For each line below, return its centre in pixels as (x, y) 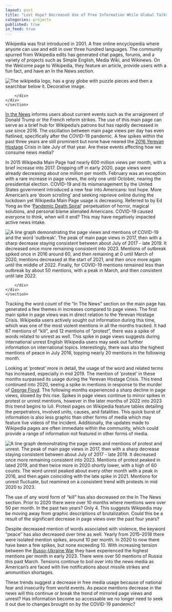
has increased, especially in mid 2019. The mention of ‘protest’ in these (80, 374)
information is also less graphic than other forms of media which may (78, 417)
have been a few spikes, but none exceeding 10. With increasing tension (81, 545)
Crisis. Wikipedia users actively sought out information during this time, (81, 320)
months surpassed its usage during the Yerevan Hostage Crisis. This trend (84, 379)
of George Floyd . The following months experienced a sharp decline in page (85, 390)
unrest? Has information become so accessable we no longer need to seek (84, 599)
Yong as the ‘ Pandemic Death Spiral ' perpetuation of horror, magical (77, 206)
